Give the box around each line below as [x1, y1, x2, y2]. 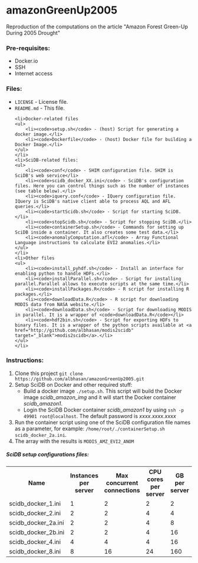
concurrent [105, 479, 138, 487]
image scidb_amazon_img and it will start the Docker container [23, 393, 177, 401]
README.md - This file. [14, 104, 65, 111]
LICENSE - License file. [14, 98, 68, 105]
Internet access [14, 70, 53, 77]
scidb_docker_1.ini [9, 499, 61, 508]
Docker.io [14, 57, 38, 65]
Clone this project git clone [14, 370, 84, 377]
